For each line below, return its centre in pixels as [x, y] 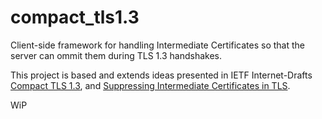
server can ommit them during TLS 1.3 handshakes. [116, 55]
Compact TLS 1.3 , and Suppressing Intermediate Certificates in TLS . [150, 85]
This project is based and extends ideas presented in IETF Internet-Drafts [161, 75]
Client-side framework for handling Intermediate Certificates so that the [158, 45]
